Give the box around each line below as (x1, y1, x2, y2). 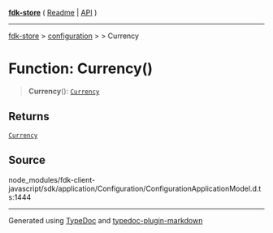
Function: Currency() (8, 59, 153, 78)
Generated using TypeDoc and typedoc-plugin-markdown (8, 215, 203, 225)
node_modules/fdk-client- (8, 175, 96, 184)
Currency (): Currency (28, 86, 100, 96)
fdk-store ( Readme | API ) (8, 8, 97, 17)
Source (8, 153, 46, 167)
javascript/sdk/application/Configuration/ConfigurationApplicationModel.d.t (8, 183, 262, 193)
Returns (8, 110, 50, 123)
